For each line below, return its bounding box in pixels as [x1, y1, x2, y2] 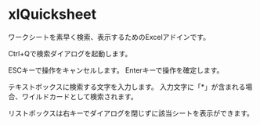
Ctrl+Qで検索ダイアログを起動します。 [8, 48, 132, 58]
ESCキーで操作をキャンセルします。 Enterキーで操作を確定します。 [8, 65, 224, 75]
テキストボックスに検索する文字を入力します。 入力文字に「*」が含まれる [8, 82, 246, 91]
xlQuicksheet [8, 5, 97, 23]
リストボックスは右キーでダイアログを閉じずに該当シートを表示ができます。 [8, 108, 255, 118]
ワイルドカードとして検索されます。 [21, 91, 139, 101]
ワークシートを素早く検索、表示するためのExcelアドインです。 [8, 32, 210, 41]
